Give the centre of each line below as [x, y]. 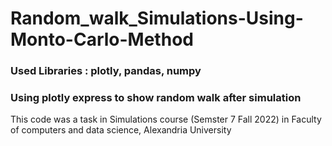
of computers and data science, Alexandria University [121, 130]
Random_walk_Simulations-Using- [157, 18]
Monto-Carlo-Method [102, 39]
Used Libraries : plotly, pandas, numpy [106, 71]
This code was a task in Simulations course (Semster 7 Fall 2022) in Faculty [166, 119]
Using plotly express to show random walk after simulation [156, 98]
